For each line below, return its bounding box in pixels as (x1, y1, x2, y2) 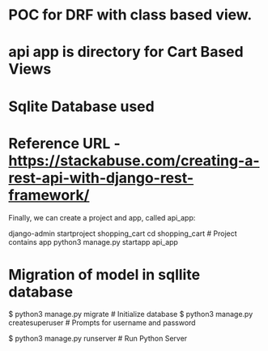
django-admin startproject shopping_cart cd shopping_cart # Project (8, 229, 237, 238)
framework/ (8, 186, 90, 204)
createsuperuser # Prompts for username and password (8, 318, 196, 327)
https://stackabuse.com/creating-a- (8, 152, 261, 169)
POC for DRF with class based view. (8, 6, 253, 24)
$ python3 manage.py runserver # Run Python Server (8, 334, 188, 344)
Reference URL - (8, 134, 121, 152)
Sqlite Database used (8, 97, 155, 115)
